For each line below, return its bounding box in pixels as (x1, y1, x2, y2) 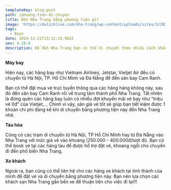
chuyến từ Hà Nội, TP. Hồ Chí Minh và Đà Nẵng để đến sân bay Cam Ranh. (5, 75, 162, 81)
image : (5, 21, 19, 27)
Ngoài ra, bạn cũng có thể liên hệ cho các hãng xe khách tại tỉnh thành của (5, 168, 163, 174)
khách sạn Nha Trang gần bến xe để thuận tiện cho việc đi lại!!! (5, 178, 137, 184)
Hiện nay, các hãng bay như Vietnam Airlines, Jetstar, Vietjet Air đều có (5, 69, 155, 76)
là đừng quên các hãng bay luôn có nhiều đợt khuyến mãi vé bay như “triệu (5, 96, 163, 102)
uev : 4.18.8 (5, 41, 31, 46)
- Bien (10, 31, 24, 36)
